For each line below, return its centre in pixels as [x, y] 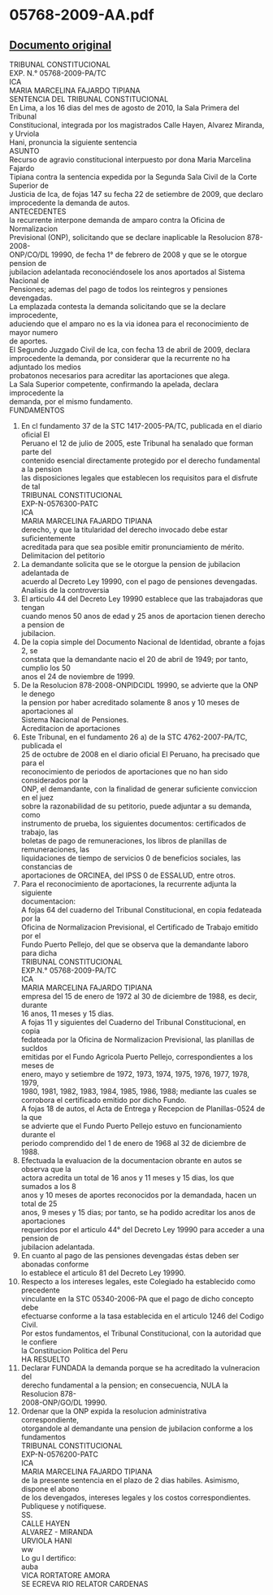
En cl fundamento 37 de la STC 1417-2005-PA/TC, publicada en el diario [141, 426]
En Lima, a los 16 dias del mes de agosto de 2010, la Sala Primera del [124, 108]
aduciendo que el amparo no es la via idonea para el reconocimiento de [129, 324]
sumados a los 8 [48, 1186]
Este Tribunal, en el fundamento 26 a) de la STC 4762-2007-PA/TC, [134, 737]
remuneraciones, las [55, 849]
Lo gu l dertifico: [48, 1558]
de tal [30, 486]
